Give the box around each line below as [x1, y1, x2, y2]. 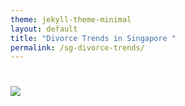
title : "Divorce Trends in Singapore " [10, 33, 177, 43]
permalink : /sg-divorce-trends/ [10, 42, 145, 53]
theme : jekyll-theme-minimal [10, 14, 132, 25]
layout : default [10, 24, 78, 34]
